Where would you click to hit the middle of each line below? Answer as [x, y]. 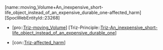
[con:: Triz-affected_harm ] [39, 42]
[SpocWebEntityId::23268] [32, 18]
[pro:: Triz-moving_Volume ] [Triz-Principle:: [56, 27]
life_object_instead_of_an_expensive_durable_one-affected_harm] [73, 12]
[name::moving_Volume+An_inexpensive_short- [54, 7]
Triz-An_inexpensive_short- [129, 27]
